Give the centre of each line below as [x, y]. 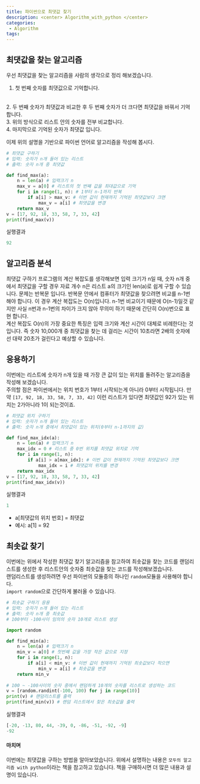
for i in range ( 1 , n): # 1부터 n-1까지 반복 [70, 192]
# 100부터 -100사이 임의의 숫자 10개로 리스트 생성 [62, 619]
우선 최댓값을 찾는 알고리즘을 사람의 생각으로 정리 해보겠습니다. [80, 75]
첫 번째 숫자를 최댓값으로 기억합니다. [57, 88]
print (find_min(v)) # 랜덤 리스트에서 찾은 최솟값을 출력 [70, 702]
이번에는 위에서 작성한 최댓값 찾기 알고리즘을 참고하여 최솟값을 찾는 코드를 [92, 562]
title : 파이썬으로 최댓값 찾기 [39, 12]
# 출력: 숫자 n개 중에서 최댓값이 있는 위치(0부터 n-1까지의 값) [75, 427]
